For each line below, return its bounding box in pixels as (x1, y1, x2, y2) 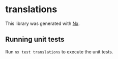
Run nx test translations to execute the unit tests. (5, 48, 113, 54)
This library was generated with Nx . (5, 20, 80, 26)
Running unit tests (5, 35, 65, 44)
